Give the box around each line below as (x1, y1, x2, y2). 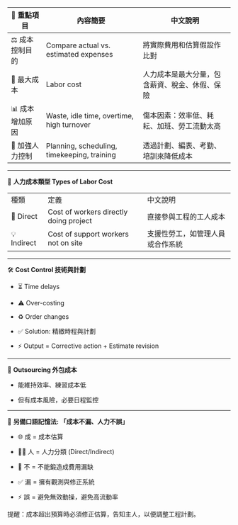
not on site (47, 238, 83, 247)
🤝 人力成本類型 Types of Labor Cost (7, 177, 113, 186)
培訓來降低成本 (142, 152, 193, 161)
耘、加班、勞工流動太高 (142, 120, 222, 130)
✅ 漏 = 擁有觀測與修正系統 (17, 478, 95, 486)
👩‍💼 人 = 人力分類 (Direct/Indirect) (17, 448, 115, 456)
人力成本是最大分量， (142, 69, 215, 79)
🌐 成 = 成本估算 (17, 432, 64, 441)
